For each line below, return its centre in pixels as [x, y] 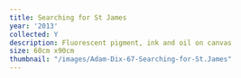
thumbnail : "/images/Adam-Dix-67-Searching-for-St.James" [120, 59]
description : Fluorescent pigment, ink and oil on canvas [120, 43]
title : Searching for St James [68, 17]
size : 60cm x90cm [42, 51]
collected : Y [34, 34]
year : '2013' [34, 26]
